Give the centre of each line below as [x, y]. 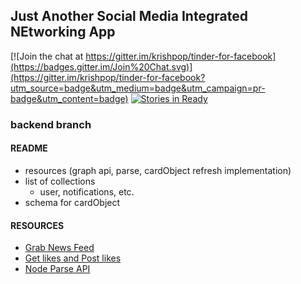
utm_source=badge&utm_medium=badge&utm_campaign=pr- [138, 88]
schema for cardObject [72, 202]
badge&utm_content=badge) [69, 98]
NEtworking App [63, 32]
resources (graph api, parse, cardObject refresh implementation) [158, 170]
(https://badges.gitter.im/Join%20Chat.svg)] [101, 66]
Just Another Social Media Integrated [129, 16]
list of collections [60, 181]
